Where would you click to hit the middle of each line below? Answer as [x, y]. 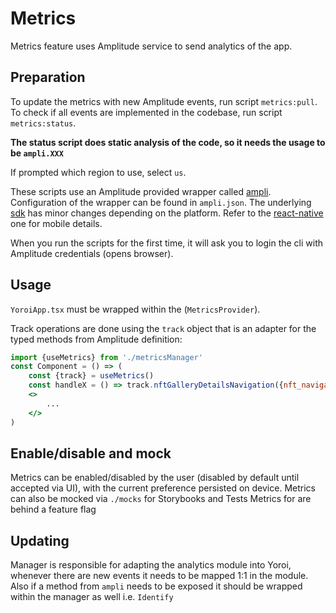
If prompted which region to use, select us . [98, 172]
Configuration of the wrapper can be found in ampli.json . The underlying [161, 202]
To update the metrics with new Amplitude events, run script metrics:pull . [164, 101]
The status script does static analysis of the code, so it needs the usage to [168, 142]
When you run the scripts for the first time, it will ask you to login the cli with [167, 243]
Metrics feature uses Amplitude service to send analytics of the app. [151, 46]
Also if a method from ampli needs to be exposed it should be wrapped [156, 586]
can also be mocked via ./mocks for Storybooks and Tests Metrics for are [161, 499]
